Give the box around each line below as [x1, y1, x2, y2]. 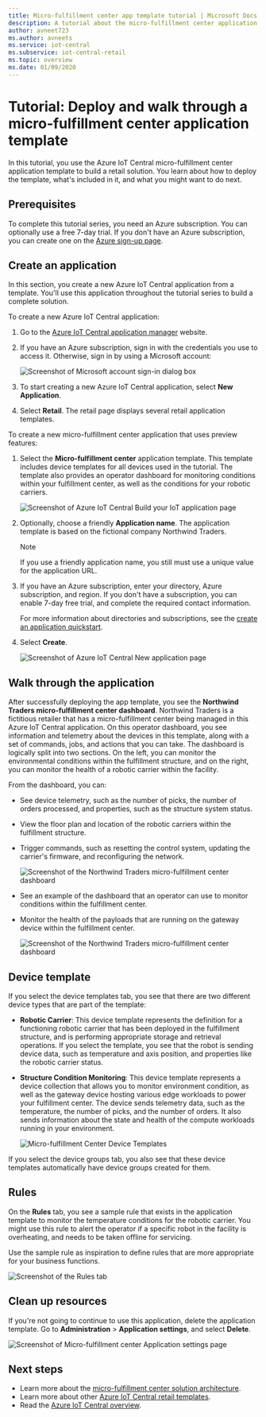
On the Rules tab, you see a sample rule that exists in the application [8, 1206, 233, 1217]
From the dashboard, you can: [8, 780, 107, 790]
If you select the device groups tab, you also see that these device [8, 1154, 226, 1163]
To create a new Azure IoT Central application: [8, 312, 160, 322]
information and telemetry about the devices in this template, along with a [8, 731, 249, 740]
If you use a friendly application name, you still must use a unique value [19, 557, 254, 567]
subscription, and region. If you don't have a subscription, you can [19, 590, 237, 600]
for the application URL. [19, 566, 98, 576]
